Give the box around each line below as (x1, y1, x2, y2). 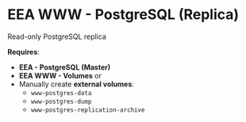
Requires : (7, 47, 40, 56)
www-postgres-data (30, 89, 92, 97)
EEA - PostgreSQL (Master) (18, 62, 111, 72)
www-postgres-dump (30, 97, 92, 105)
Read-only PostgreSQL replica (7, 32, 106, 41)
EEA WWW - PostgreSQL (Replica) (7, 6, 240, 24)
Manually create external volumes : (18, 79, 134, 89)
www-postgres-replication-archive (30, 105, 145, 114)
